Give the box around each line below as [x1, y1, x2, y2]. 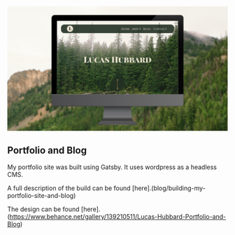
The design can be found [7, 205, 80, 213]
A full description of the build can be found [7, 184, 131, 192]
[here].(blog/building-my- [131, 184, 206, 192]
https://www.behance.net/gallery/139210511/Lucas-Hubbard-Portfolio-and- [9, 213, 227, 221]
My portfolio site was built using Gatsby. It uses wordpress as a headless [7, 163, 218, 171]
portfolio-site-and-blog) [7, 192, 76, 200]
